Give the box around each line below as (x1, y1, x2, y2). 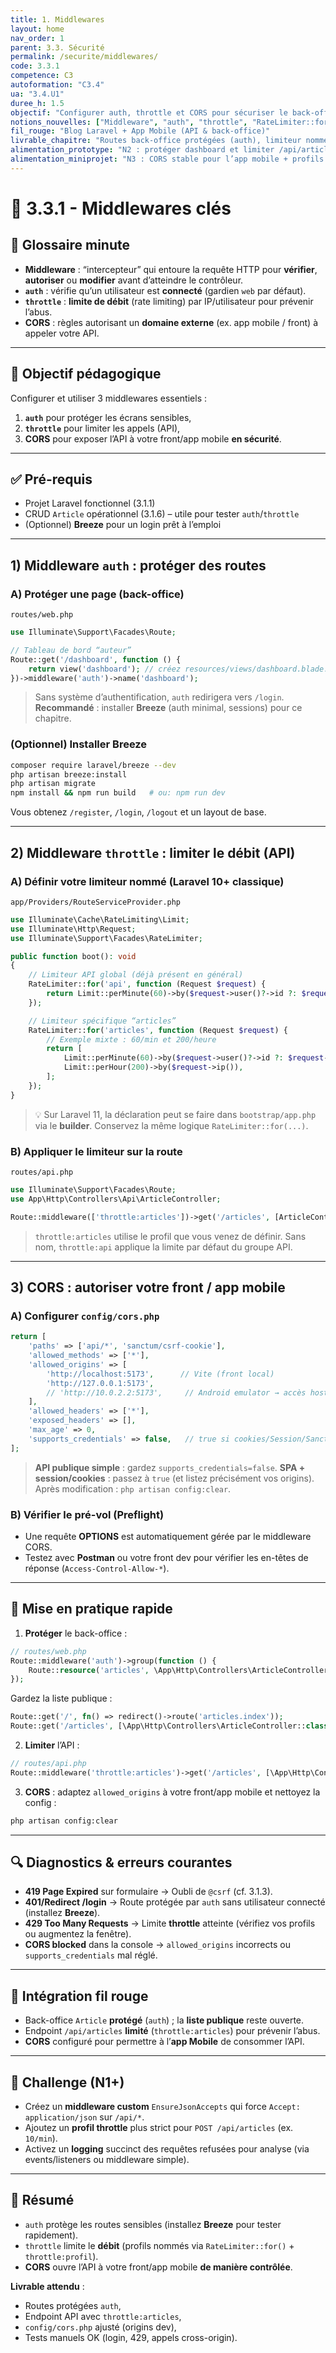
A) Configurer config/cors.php (10, 1309, 160, 1323)
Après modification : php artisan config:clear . (34, 1482, 232, 1495)
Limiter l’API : (24, 1739, 80, 1751)
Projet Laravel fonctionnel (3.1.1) (24, 497, 156, 510)
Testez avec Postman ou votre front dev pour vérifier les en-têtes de (24, 1551, 309, 1563)
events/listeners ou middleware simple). (24, 2154, 190, 2166)
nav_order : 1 (10, 33, 65, 43)
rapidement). (24, 2229, 79, 2241)
